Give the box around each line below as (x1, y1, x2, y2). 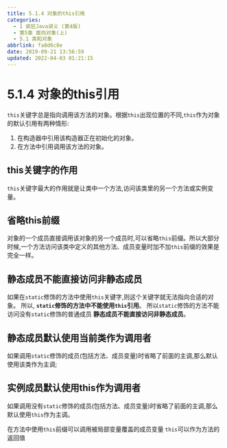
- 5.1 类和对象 (13, 36, 53, 43)
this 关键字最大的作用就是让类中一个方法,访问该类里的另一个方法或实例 (7, 183, 208, 192)
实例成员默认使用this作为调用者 (7, 382, 141, 394)
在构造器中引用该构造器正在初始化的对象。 (16, 133, 138, 142)
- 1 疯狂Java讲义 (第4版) (13, 23, 81, 30)
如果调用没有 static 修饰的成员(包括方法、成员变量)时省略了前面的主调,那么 (7, 401, 218, 410)
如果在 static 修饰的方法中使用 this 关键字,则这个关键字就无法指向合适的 (7, 293, 208, 301)
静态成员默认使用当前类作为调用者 (7, 332, 152, 344)
